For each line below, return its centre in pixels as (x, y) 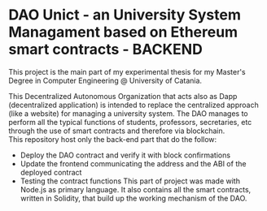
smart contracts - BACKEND (106, 50)
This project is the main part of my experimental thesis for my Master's (127, 71)
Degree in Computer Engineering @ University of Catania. (105, 80)
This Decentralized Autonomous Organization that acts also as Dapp (123, 96)
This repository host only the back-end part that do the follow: (113, 139)
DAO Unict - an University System (125, 15)
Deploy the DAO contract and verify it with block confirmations (125, 155)
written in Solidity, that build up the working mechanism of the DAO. (133, 198)
